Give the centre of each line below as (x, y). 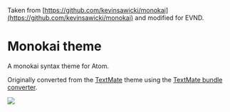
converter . (22, 87)
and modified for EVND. (169, 18)
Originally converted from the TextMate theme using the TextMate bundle (115, 79)
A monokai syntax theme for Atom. (58, 66)
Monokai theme (54, 46)
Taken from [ (26, 10)
